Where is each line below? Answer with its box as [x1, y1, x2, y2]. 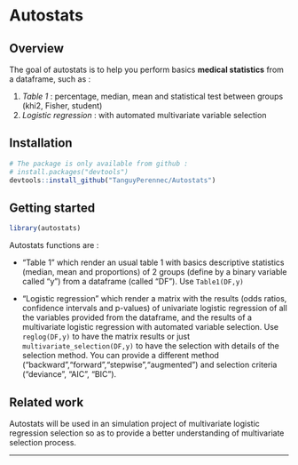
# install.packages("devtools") [9, 167, 129, 176]
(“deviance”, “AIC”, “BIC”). [21, 369, 117, 380]
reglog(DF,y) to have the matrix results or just [21, 331, 191, 342]
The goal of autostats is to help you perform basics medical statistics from [9, 64, 284, 75]
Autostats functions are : [9, 240, 99, 251]
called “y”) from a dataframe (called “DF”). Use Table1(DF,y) [21, 277, 244, 287]
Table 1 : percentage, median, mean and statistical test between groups [21, 91, 284, 101]
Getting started [9, 200, 96, 215]
